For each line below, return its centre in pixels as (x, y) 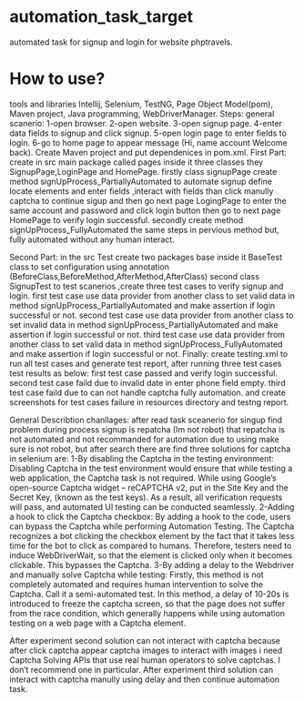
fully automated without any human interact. (92, 239)
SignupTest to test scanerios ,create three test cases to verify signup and (147, 286)
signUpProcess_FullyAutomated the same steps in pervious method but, (144, 229)
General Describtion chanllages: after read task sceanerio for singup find (146, 420)
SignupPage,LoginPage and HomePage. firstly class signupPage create (143, 171)
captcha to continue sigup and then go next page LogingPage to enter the (148, 200)
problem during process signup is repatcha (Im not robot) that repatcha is (147, 429)
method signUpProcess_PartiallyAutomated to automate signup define (141, 181)
